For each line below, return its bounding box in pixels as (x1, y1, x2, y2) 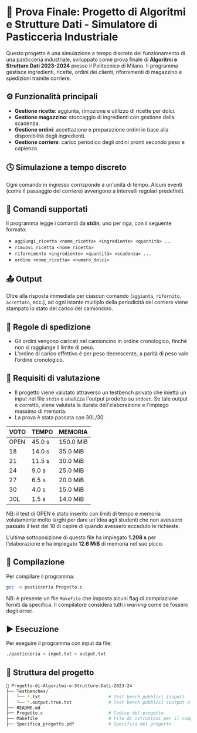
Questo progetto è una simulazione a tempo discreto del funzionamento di (6, 49, 186, 56)
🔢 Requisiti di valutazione (6, 373, 101, 384)
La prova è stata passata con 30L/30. (14, 413, 106, 421)
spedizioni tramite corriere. (6, 75, 72, 82)
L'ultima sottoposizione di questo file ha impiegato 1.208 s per (6, 534, 157, 541)
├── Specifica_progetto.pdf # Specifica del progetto (6, 721, 172, 727)
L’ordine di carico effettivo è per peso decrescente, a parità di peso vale (14, 350, 189, 357)
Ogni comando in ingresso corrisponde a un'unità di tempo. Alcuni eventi (6, 181, 183, 188)
